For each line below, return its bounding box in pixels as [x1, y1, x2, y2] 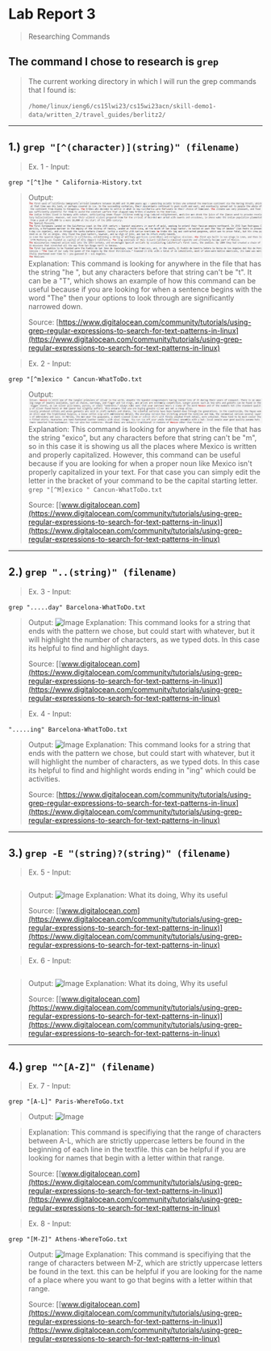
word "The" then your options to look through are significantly [27, 292, 235, 303]
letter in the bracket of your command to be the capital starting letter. [27, 476, 258, 485]
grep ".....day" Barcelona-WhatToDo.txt [8, 603, 147, 611]
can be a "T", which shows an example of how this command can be [27, 275, 256, 285]
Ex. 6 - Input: [27, 956, 72, 966]
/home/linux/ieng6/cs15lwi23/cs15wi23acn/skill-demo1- [27, 102, 217, 110]
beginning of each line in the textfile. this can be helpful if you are [27, 1144, 246, 1155]
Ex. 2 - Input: [27, 359, 72, 368]
